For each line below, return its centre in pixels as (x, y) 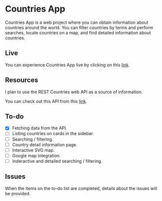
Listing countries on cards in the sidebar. (53, 134)
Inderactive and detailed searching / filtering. (57, 161)
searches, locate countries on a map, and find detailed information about (78, 33)
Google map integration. (36, 155)
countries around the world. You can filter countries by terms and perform (79, 27)
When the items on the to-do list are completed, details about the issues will (81, 188)
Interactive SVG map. (33, 150)
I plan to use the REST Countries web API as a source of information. (74, 92)
